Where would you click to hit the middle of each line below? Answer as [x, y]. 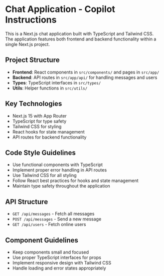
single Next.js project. [27, 44]
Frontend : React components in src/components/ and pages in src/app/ [86, 72]
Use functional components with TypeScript [58, 165]
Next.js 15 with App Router [40, 115]
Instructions [31, 20]
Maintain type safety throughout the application [61, 186]
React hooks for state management [48, 131]
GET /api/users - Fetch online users [49, 224]
